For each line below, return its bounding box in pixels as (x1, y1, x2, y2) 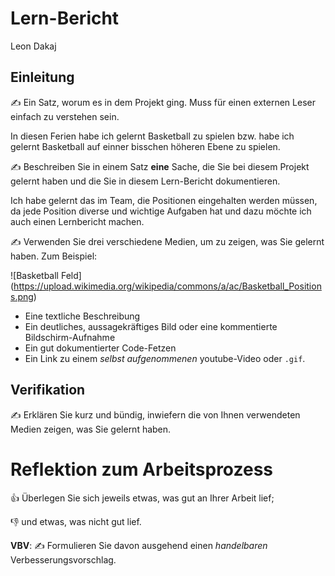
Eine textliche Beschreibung (24, 310, 141, 322)
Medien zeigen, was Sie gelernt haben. (10, 423, 172, 435)
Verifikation (10, 382, 86, 399)
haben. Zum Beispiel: (10, 250, 98, 262)
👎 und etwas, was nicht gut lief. (10, 515, 142, 527)
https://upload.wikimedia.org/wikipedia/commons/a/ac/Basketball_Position (13, 280, 322, 292)
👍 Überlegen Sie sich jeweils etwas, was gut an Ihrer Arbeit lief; (10, 492, 275, 504)
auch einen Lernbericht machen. (10, 215, 145, 227)
